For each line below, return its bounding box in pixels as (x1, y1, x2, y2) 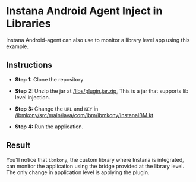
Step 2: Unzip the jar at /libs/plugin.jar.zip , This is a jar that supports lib (14, 87, 189, 95)
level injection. (14, 93, 50, 101)
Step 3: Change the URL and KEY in (14, 105, 99, 112)
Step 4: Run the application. (14, 123, 84, 130)
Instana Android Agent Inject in (6, 4, 163, 18)
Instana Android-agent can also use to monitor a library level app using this (6, 36, 190, 43)
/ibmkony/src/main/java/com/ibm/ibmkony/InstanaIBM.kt (14, 111, 154, 118)
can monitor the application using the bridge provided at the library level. (6, 162, 185, 170)
